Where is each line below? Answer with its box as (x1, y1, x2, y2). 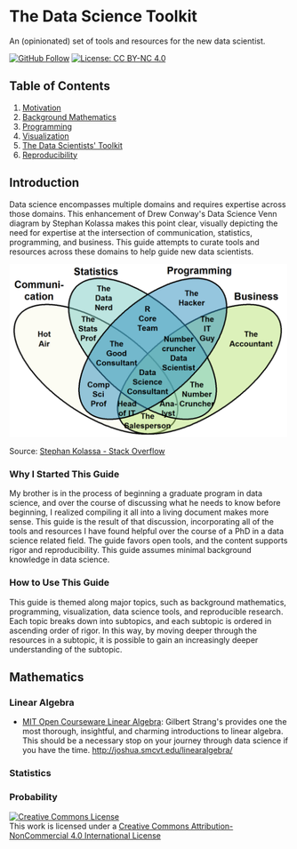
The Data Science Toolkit (9, 6, 197, 27)
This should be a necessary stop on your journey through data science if (21, 735, 289, 746)
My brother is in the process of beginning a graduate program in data (9, 488, 263, 499)
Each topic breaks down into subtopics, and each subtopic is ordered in (9, 615, 272, 626)
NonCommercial (9, 829, 69, 841)
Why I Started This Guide (9, 469, 120, 480)
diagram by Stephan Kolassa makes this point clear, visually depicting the (9, 218, 278, 228)
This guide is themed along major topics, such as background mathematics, (9, 597, 287, 607)
